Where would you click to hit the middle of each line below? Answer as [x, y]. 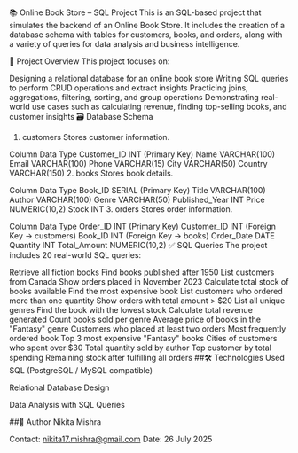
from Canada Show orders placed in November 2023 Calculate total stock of [149, 281]
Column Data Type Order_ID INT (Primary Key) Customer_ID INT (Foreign [143, 226]
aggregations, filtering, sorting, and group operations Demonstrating [134, 97]
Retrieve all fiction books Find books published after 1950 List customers [142, 272]
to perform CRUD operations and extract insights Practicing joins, [129, 88]
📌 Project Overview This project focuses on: [90, 61]
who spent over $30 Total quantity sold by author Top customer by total [141, 348]
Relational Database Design [59, 387]
